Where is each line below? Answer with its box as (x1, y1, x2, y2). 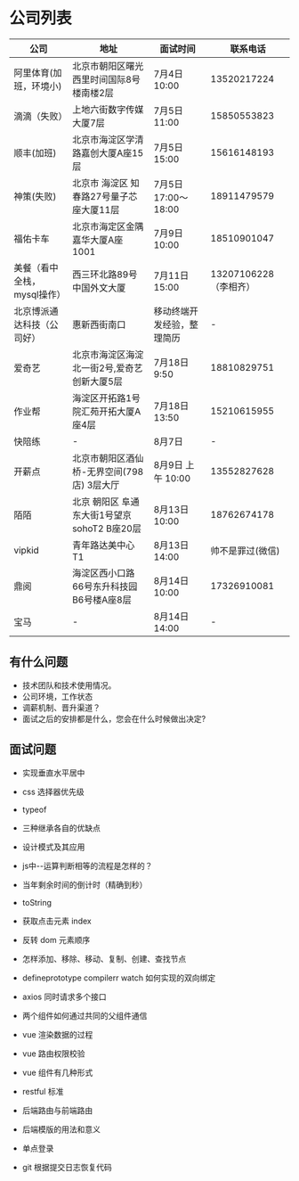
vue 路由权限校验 (21, 1048, 86, 1059)
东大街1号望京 (72, 509, 132, 521)
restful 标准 (21, 1086, 64, 1096)
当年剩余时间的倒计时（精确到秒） (21, 879, 148, 890)
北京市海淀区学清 (72, 133, 144, 145)
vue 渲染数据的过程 (21, 1029, 93, 1039)
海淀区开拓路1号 (72, 391, 141, 404)
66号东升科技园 (72, 580, 138, 593)
